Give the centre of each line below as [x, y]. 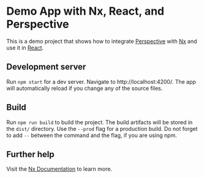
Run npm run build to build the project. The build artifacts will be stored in [100, 122]
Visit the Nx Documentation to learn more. [59, 169]
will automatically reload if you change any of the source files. [85, 88]
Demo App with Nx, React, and [85, 11]
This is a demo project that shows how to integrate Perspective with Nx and [102, 41]
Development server [46, 67]
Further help [31, 154]
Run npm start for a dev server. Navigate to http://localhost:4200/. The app [101, 81]
